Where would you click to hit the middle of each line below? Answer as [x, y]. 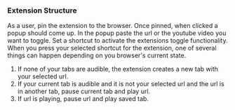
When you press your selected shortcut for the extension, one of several [112, 48]
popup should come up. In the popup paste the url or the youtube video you [117, 33]
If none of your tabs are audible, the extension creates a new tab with [118, 69]
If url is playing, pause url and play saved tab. [83, 99]
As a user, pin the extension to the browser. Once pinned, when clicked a [113, 26]
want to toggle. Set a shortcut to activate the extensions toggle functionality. [117, 41]
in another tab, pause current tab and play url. [84, 91]
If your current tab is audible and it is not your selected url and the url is [121, 84]
